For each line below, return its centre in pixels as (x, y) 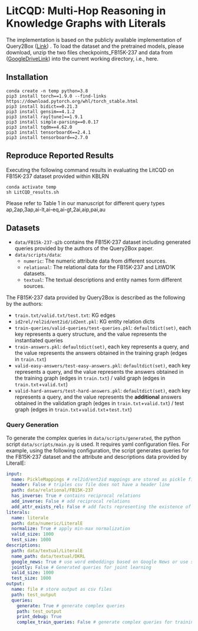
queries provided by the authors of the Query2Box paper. (84, 248)
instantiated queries (39, 341)
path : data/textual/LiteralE (47, 551)
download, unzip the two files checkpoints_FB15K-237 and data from (89, 52)
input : (14, 474)
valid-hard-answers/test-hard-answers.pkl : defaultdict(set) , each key (103, 391)
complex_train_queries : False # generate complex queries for (95, 622)
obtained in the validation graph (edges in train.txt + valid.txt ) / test (99, 403)
